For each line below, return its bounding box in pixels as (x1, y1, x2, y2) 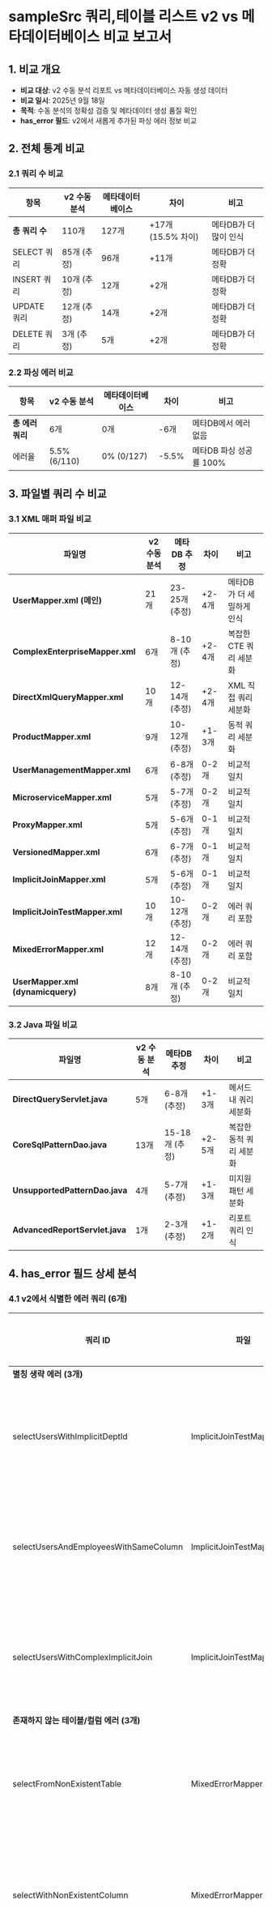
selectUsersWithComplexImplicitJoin (12, 1651, 153, 1663)
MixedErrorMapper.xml (12, 943, 104, 954)
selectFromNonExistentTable (12, 1778, 122, 1789)
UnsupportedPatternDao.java (12, 1184, 128, 1196)
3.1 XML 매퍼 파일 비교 (8, 514, 91, 525)
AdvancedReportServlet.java (12, 1224, 127, 1236)
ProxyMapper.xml (12, 819, 83, 830)
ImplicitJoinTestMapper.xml (12, 906, 123, 917)
